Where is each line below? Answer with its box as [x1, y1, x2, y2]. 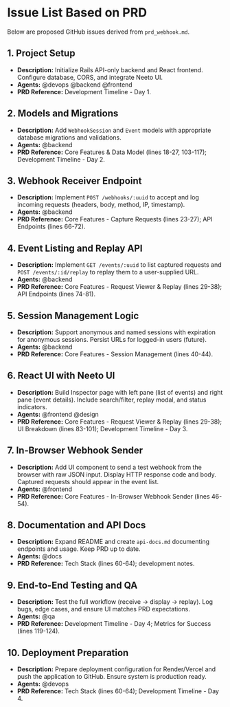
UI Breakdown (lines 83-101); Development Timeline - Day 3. [16, 424, 188, 433]
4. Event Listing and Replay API [7, 242, 143, 254]
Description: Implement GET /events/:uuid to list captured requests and [16, 261, 222, 269]
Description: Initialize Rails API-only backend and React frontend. [16, 65, 204, 74]
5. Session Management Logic [7, 309, 139, 321]
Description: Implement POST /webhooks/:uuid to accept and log [16, 193, 199, 202]
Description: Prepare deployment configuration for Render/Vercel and [16, 665, 216, 673]
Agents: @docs [16, 552, 62, 561]
